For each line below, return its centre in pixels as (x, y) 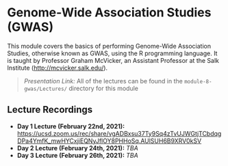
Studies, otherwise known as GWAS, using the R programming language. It (112, 53)
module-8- (198, 81)
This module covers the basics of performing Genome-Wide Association (109, 46)
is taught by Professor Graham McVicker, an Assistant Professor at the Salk (113, 60)
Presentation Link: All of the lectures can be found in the (103, 81)
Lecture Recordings (50, 110)
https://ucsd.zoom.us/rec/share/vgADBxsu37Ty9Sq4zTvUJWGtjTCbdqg (119, 133)
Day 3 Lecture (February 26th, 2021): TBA (77, 155)
